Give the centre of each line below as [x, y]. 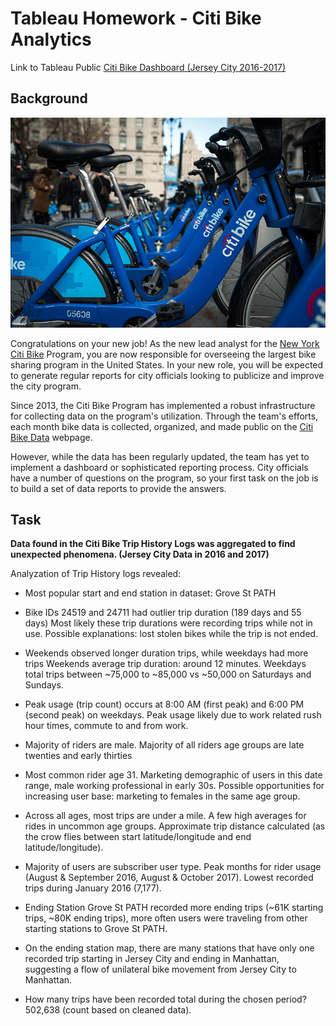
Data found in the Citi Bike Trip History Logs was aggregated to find [153, 544]
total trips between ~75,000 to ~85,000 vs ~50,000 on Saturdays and [168, 674]
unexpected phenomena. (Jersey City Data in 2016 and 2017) [140, 554]
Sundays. [44, 685]
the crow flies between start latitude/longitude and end [138, 837]
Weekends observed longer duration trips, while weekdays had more [166, 653]
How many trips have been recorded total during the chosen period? [165, 999]
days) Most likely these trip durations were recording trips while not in [168, 623]
